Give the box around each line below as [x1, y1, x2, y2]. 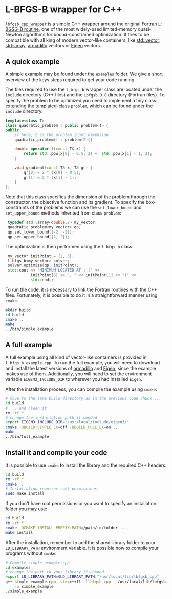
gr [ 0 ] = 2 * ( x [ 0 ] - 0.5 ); [24, 170, 81, 175]
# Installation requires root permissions [5, 486, 97, 491]
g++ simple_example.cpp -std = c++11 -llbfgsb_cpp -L [5, 579, 118, 585]
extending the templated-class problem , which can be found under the [5, 103, 153, 109]
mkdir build [5, 307, 31, 313]
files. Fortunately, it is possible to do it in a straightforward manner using [5, 292, 158, 298]
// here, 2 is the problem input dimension [14, 132, 109, 138]
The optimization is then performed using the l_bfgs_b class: [5, 243, 134, 249]
